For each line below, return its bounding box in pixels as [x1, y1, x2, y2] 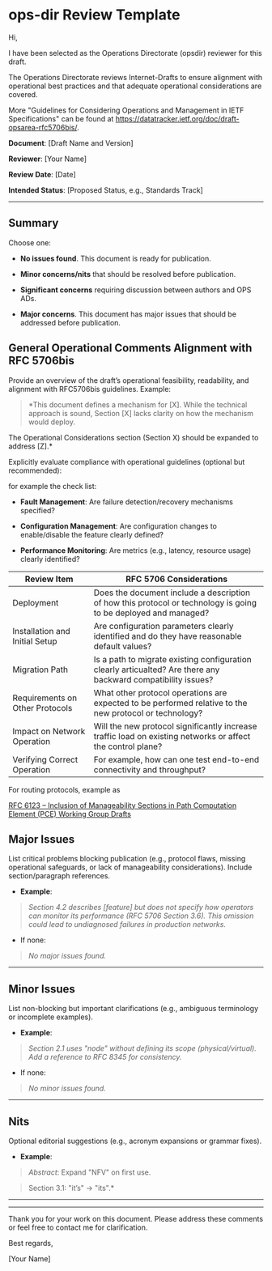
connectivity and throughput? [93, 763, 206, 775]
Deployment [12, 597, 59, 608]
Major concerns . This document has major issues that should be [19, 309, 237, 319]
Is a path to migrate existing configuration [93, 653, 253, 665]
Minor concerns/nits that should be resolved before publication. [19, 269, 236, 278]
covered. [8, 89, 38, 99]
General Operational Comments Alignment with [8, 342, 253, 355]
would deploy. [28, 417, 75, 427]
